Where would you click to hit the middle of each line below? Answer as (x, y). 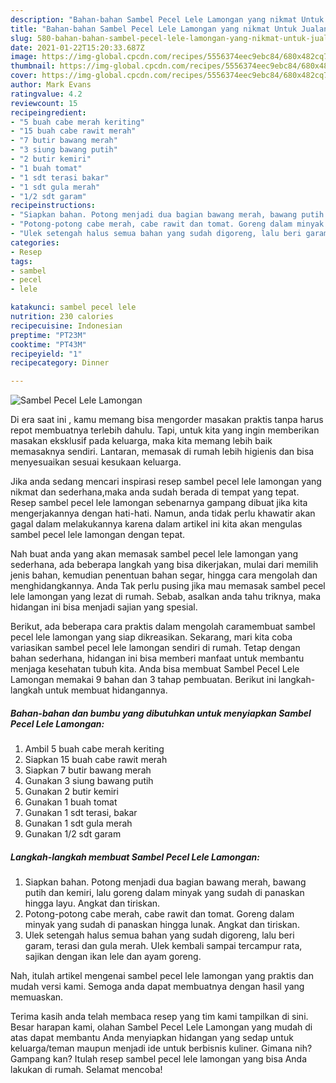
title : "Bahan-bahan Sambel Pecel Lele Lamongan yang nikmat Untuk (154, 29)
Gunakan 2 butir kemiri (71, 792)
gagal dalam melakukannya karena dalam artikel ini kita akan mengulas (156, 524)
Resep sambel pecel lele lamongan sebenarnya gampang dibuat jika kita (159, 503)
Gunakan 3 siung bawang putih (89, 781)
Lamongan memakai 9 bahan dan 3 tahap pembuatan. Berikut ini (143, 680)
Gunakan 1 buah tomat (71, 802)
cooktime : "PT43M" (48, 344)
